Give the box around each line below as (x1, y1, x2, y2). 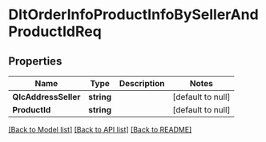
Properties (8, 54, 62, 68)
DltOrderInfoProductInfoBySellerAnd (8, 6, 259, 24)
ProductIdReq (8, 22, 102, 41)
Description (119, 78, 165, 89)
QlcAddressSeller (12, 92, 81, 102)
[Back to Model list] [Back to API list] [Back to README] (8, 125, 192, 134)
